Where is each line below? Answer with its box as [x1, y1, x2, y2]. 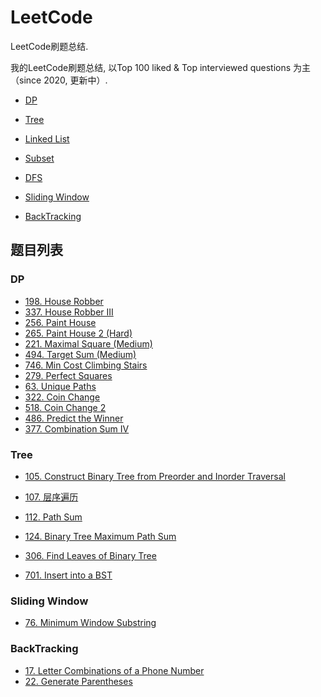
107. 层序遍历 [24, 491, 79, 503]
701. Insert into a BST [24, 569, 113, 581]
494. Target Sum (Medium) [24, 348, 137, 360]
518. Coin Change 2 [24, 401, 107, 413]
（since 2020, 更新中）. [10, 74, 108, 86]
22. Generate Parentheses [24, 675, 133, 687]
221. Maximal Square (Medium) [24, 337, 153, 350]
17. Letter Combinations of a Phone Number [24, 664, 205, 676]
